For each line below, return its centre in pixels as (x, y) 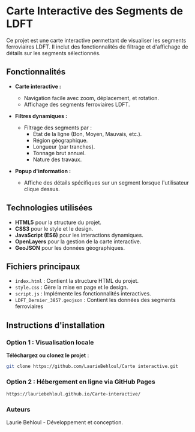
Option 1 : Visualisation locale (50, 342)
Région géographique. (60, 140)
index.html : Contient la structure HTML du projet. (77, 281)
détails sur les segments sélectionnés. (53, 53)
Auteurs (18, 410)
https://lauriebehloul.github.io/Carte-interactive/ (73, 394)
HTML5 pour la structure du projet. (58, 222)
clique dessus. (42, 189)
